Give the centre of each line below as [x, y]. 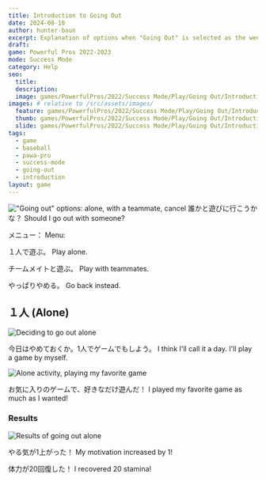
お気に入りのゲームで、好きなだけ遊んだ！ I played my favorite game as [125, 389]
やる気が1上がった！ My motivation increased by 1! [90, 452]
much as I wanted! [38, 398]
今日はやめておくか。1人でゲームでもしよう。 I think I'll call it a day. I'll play [130, 348]
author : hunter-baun [42, 30]
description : [37, 89]
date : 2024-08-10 [37, 23]
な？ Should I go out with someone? [66, 218]
